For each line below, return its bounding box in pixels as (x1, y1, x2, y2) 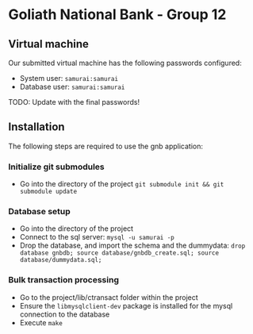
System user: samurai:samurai (19, 74, 119, 83)
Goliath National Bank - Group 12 (8, 6, 227, 24)
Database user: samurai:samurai (19, 82, 125, 91)
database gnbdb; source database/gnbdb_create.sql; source (19, 249, 220, 257)
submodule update (19, 188, 78, 196)
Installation (8, 121, 65, 134)
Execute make (19, 317, 63, 327)
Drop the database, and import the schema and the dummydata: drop (19, 240, 246, 251)
